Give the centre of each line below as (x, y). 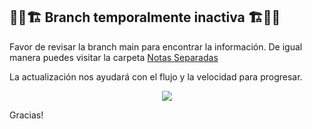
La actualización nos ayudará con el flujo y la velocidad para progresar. (156, 76)
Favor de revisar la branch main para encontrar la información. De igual (156, 46)
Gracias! (26, 115)
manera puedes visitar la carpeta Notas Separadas (114, 57)
